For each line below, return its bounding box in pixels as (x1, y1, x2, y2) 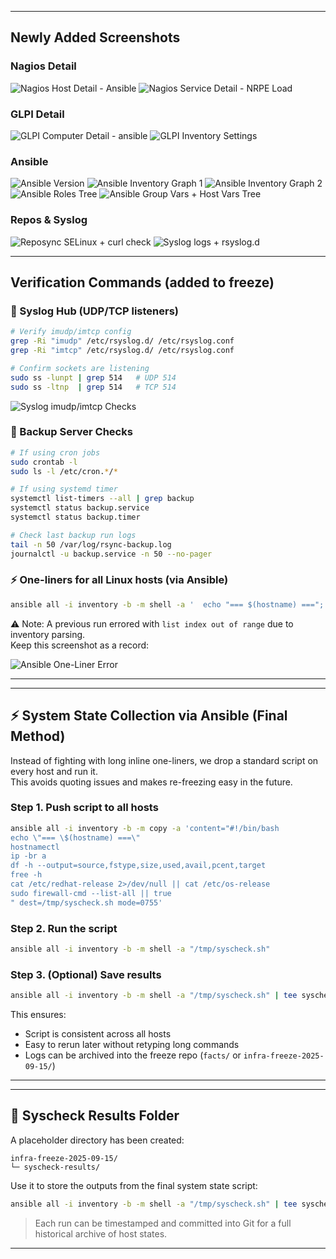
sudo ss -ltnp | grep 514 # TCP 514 (10, 382, 177, 392)
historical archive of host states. (34, 1227, 168, 1240)
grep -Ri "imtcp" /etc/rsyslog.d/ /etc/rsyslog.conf (10, 346, 235, 356)
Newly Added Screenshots (10, 29, 181, 46)
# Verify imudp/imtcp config (10, 327, 132, 337)
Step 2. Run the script (10, 921, 118, 935)
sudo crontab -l (10, 457, 78, 467)
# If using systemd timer (10, 484, 118, 495)
